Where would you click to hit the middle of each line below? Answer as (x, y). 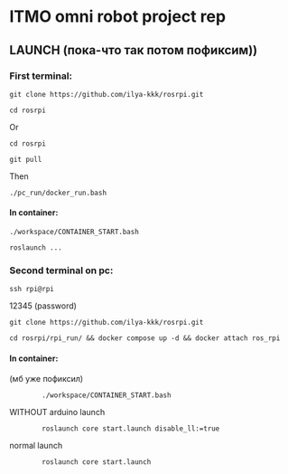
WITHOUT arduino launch (57, 412)
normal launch (36, 445)
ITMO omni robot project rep (118, 17)
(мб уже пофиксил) (46, 378)
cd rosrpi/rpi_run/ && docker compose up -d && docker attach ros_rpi (145, 338)
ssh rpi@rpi (32, 289)
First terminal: (41, 76)
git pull (26, 159)
